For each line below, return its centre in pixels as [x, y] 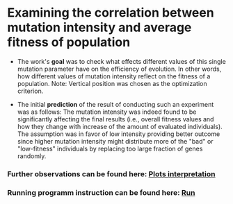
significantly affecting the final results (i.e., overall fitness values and [115, 119]
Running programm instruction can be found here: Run [101, 192]
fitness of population [69, 42]
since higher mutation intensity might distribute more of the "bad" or [115, 141]
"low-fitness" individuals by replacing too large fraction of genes [110, 148]
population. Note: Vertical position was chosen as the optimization [112, 83]
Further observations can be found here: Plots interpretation [111, 173]
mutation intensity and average [99, 27]
